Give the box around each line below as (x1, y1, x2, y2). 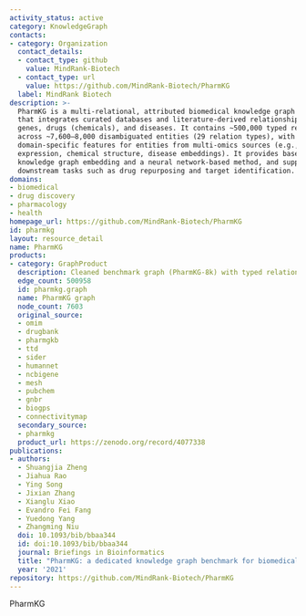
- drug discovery (9, 192, 76, 201)
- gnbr (17, 395, 43, 404)
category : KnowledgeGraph (9, 22, 107, 31)
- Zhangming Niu (17, 522, 79, 532)
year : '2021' (17, 565, 67, 574)
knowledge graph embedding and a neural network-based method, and (17, 157, 280, 167)
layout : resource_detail (9, 234, 104, 243)
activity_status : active (9, 13, 104, 23)
